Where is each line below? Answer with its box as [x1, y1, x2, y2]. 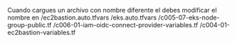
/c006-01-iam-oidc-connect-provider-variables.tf [53, 21, 199, 29]
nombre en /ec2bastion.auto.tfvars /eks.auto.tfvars [7, 13, 157, 22]
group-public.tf [7, 21, 52, 29]
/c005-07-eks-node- [158, 13, 220, 22]
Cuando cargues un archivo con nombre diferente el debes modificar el [7, 6, 217, 14]
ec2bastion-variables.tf [7, 28, 76, 36]
